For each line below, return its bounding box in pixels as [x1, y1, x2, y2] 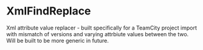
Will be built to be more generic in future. [6, 37, 109, 44]
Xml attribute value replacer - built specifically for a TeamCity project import [6, 24, 198, 31]
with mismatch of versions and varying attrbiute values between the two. [6, 30, 189, 37]
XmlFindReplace [6, 4, 91, 18]
